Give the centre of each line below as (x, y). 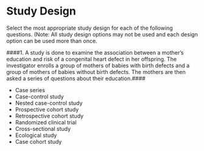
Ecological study (36, 135)
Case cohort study (38, 141)
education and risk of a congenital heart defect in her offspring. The (92, 59)
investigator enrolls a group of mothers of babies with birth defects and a (98, 65)
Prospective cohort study (47, 109)
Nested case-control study (49, 103)
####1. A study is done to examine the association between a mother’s (95, 52)
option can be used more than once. (52, 41)
